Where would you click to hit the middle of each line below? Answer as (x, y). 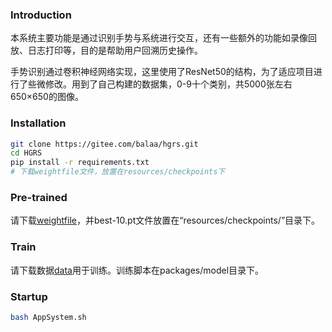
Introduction (41, 15)
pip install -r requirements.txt (80, 163)
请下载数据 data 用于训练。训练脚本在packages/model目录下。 (137, 270)
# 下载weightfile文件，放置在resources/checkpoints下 (118, 172)
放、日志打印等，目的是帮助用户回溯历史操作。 (106, 50)
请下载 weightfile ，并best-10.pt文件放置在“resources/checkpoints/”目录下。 (165, 220)
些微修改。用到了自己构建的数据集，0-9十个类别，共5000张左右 (160, 84)
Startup (29, 296)
